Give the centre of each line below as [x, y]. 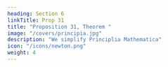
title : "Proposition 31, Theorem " [59, 27]
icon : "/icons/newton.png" [47, 46]
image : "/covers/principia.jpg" [54, 33]
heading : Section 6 [36, 14]
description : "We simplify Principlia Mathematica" [84, 40]
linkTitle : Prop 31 [36, 20]
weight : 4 [22, 53]
